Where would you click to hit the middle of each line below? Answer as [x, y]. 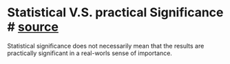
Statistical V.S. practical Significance [115, 13]
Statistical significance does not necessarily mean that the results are [106, 46]
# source [33, 27]
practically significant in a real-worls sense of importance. [90, 53]
